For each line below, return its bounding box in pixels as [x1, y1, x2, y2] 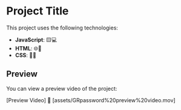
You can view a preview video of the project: [6, 85, 117, 92]
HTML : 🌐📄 [15, 44, 42, 52]
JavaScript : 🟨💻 [15, 36, 58, 43]
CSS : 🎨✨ [15, 51, 36, 58]
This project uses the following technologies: [6, 24, 118, 31]
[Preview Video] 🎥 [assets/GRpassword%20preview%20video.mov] [6, 96, 176, 103]
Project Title [6, 4, 69, 18]
